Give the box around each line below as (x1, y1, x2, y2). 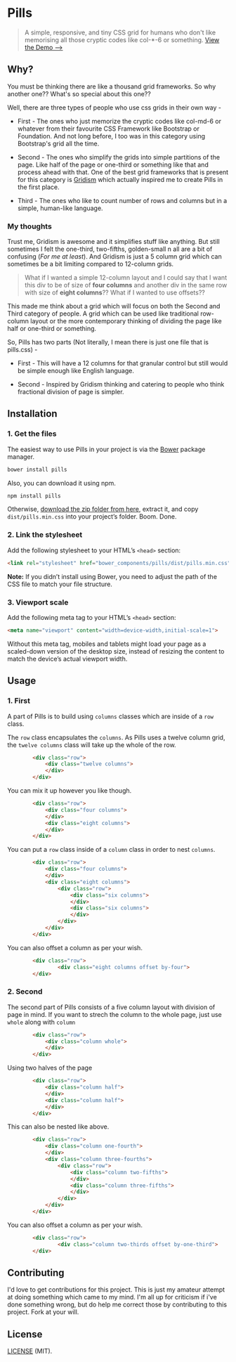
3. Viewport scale (7, 597, 69, 607)
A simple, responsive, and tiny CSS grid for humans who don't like (24, 28, 216, 37)
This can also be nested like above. (7, 1122, 110, 1131)
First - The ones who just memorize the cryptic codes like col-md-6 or (17, 117, 222, 125)
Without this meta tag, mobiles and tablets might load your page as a (7, 640, 206, 648)
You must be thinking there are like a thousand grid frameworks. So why (7, 82, 216, 91)
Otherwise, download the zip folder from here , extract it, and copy (7, 505, 199, 514)
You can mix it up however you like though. (7, 786, 132, 795)
